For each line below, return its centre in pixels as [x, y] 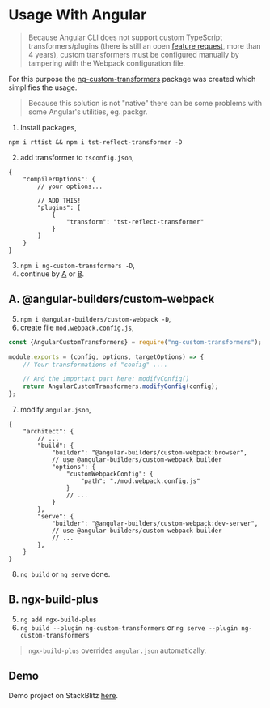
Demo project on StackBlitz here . [63, 695]
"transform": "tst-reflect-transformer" [135, 222]
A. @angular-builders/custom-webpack [112, 299]
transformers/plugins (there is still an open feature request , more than [144, 45]
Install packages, [48, 127]
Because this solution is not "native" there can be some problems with [145, 103]
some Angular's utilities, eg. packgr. [88, 112]
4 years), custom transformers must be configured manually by [134, 54]
